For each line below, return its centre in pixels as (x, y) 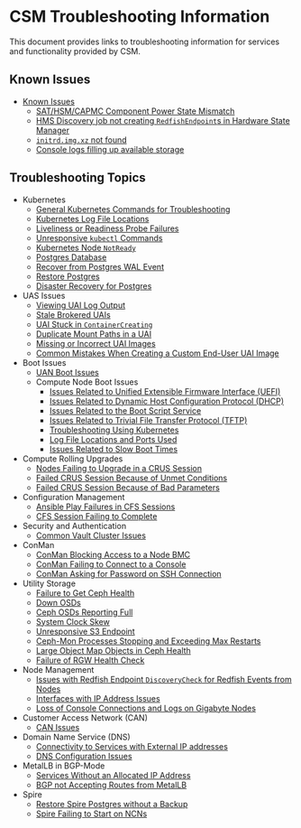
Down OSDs (58, 602)
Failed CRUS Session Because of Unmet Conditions (132, 478)
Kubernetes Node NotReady (86, 247)
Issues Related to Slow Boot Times (114, 449)
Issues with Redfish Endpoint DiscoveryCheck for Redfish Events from (164, 679)
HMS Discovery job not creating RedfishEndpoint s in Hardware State (163, 120)
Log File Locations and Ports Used (113, 439)
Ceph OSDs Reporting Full (84, 612)
